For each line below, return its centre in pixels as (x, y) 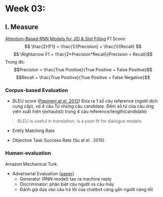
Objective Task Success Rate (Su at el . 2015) (58, 140)
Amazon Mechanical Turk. (32, 164)
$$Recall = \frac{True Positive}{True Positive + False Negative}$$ (83, 77)
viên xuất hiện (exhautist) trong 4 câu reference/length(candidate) (80, 111)
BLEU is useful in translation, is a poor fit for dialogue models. (80, 121)
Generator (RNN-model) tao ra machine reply (66, 179)
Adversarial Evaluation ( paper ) (43, 173)
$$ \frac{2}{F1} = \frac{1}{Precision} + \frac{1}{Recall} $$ (83, 47)
